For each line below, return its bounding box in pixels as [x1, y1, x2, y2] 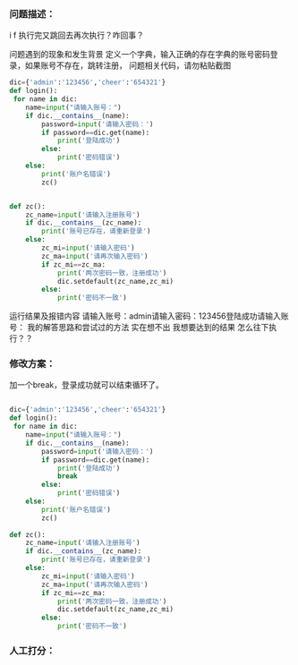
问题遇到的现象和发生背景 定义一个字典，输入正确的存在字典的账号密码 [9, 49, 270, 60]
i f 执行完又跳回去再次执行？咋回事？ [9, 30, 145, 41]
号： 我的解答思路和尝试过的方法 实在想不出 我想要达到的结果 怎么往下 [9, 322, 269, 333]
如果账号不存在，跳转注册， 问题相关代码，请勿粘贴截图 [24, 60, 231, 71]
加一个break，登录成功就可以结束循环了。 [9, 379, 164, 390]
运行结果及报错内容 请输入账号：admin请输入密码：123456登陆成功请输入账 [9, 311, 289, 321]
